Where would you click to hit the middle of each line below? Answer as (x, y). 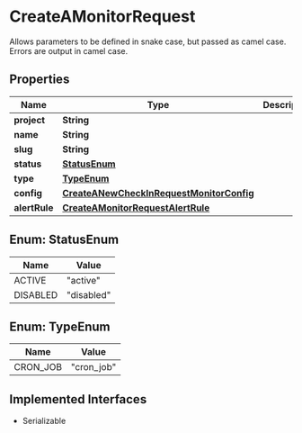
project (30, 120)
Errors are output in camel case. (69, 50)
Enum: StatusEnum (64, 240)
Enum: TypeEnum (60, 326)
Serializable (44, 421)
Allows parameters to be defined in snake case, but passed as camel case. (148, 41)
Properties (40, 80)
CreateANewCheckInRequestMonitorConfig (158, 193)
